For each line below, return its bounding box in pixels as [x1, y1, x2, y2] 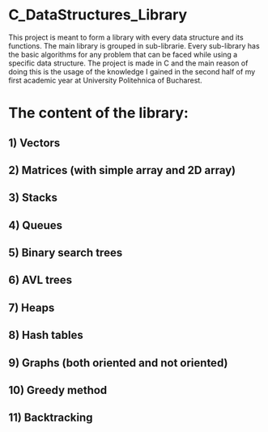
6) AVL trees [8, 273, 73, 287]
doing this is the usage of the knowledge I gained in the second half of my [8, 66, 256, 76]
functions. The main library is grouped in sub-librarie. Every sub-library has [8, 40, 261, 50]
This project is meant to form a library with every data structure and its [8, 32, 245, 42]
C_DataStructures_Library [8, 6, 188, 24]
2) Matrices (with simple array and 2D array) [8, 163, 236, 177]
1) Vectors [8, 136, 61, 150]
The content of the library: [8, 104, 189, 122]
